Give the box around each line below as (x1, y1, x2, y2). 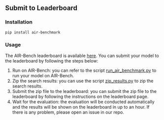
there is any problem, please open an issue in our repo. (12, 109, 125, 115)
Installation (5, 19, 33, 26)
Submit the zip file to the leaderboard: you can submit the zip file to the (12, 88, 157, 94)
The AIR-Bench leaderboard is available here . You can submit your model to (5, 53, 159, 59)
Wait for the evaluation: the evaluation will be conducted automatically (12, 98, 155, 105)
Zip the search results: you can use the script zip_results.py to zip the (12, 78, 154, 84)
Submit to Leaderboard (5, 4, 78, 12)
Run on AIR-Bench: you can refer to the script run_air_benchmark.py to (12, 67, 157, 73)
